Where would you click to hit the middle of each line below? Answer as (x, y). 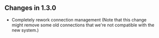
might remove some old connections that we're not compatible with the (83, 25)
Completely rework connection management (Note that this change (79, 19)
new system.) (25, 30)
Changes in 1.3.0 (30, 8)
